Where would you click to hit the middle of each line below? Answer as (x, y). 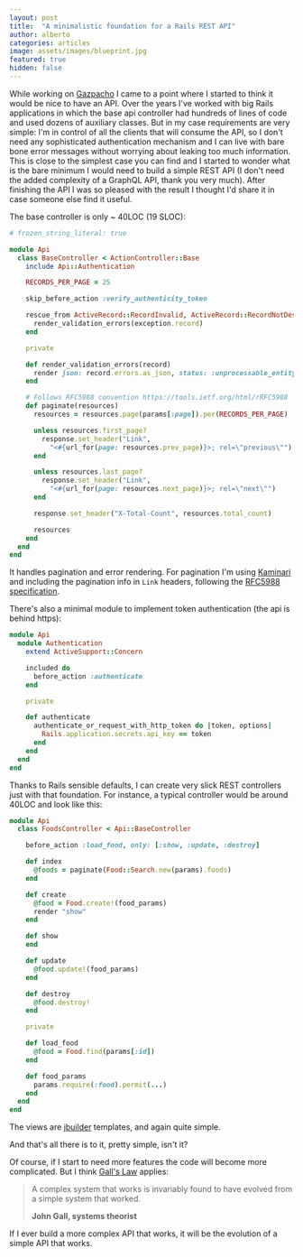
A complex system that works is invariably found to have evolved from (162, 1189)
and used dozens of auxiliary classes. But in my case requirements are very (150, 122)
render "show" (60, 911)
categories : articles (50, 43)
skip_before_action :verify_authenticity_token (116, 299)
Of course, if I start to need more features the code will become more (138, 1162)
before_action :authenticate (88, 676)
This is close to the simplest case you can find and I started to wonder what (150, 161)
